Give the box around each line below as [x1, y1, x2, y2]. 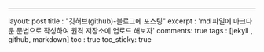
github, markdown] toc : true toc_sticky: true [8, 35, 152, 43]
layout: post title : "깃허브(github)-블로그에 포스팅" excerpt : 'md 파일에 [8, 16, 232, 26]
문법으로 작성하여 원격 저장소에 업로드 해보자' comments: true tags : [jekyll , [16, 26, 253, 35]
